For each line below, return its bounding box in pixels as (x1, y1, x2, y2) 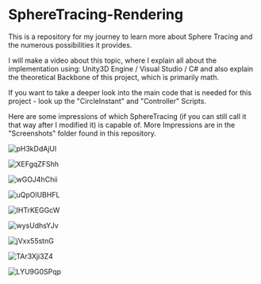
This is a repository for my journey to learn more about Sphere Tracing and (8, 32, 253, 41)
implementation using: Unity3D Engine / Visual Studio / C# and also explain (8, 63, 254, 73)
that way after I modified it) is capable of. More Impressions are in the (8, 120, 236, 129)
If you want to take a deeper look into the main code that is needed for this (8, 87, 252, 97)
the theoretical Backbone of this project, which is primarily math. (8, 72, 220, 82)
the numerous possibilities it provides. (8, 40, 132, 49)
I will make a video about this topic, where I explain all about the (8, 56, 217, 65)
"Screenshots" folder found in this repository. (8, 129, 156, 138)
